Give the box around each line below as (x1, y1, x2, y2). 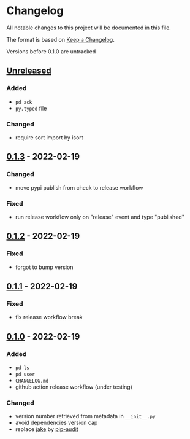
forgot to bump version (15, 263, 74, 271)
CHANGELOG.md (15, 378, 49, 384)
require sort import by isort (15, 133, 84, 141)
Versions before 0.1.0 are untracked (6, 47, 96, 55)
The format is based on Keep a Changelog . (6, 36, 115, 43)
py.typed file (15, 104, 47, 112)
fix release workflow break (15, 314, 83, 321)
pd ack (15, 99, 32, 105)
